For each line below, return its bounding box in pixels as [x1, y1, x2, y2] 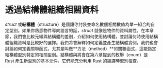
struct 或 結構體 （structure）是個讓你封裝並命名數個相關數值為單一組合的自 [5, 21, 155, 27]
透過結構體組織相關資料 [5, 4, 99, 16]
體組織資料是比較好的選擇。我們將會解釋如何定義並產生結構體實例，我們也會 [5, 39, 158, 45]
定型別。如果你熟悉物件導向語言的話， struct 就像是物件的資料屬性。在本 [5, 27, 150, 33]
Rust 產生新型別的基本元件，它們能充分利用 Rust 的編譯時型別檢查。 [5, 58, 142, 64]
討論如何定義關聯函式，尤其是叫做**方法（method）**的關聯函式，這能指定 [5, 46, 157, 51]
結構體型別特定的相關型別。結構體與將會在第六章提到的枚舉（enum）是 [5, 51, 148, 57]
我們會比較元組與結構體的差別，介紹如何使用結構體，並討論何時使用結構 [13, 34, 158, 39]
